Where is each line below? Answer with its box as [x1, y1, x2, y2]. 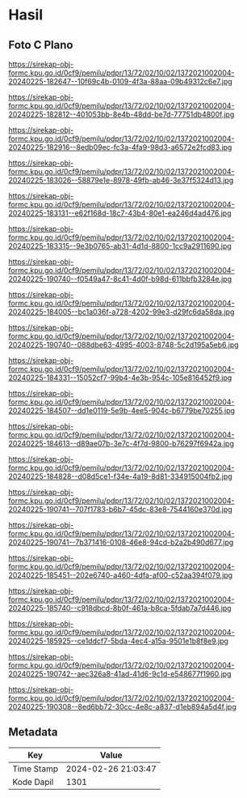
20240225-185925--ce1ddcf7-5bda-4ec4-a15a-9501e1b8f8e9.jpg [8, 636, 228, 646]
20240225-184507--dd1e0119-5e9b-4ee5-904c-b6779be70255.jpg [8, 406, 236, 415]
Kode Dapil [12, 776, 54, 787]
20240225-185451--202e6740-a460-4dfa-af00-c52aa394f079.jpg [8, 570, 232, 580]
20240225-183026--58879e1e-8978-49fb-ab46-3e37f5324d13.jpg [8, 176, 234, 185]
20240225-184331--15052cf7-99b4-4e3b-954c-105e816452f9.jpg [8, 373, 232, 382]
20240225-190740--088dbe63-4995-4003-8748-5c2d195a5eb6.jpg [8, 340, 240, 349]
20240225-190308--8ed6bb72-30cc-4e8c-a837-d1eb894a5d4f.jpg [8, 702, 237, 711]
